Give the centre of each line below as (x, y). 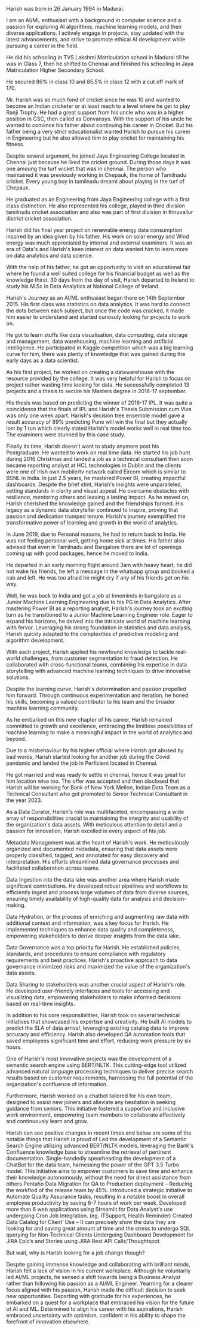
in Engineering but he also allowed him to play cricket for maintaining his (95, 138)
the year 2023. (24, 800)
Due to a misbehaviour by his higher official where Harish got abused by (95, 750)
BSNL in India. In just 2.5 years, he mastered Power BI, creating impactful (96, 478)
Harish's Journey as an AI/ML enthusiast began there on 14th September (96, 298)
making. (16, 905)
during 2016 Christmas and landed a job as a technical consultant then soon (100, 459)
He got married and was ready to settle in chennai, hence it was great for (96, 775)
